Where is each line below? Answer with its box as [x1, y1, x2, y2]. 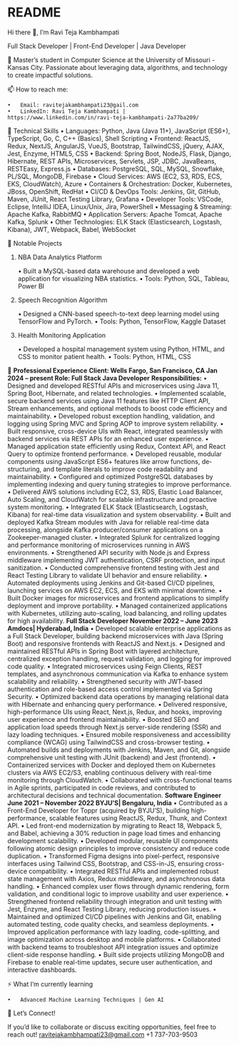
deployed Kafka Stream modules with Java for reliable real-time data [7, 518, 209, 526]
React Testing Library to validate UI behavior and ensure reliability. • [7, 570, 208, 579]
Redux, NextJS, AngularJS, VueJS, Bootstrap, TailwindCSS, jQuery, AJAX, [7, 141, 225, 150]
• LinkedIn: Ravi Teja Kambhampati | [7, 108, 126, 115]
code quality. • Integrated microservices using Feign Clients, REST [7, 662, 203, 670]
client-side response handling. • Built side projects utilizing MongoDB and [7, 950, 225, 959]
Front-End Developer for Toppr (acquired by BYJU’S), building [7, 806, 190, 815]
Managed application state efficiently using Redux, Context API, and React [7, 442, 226, 451]
